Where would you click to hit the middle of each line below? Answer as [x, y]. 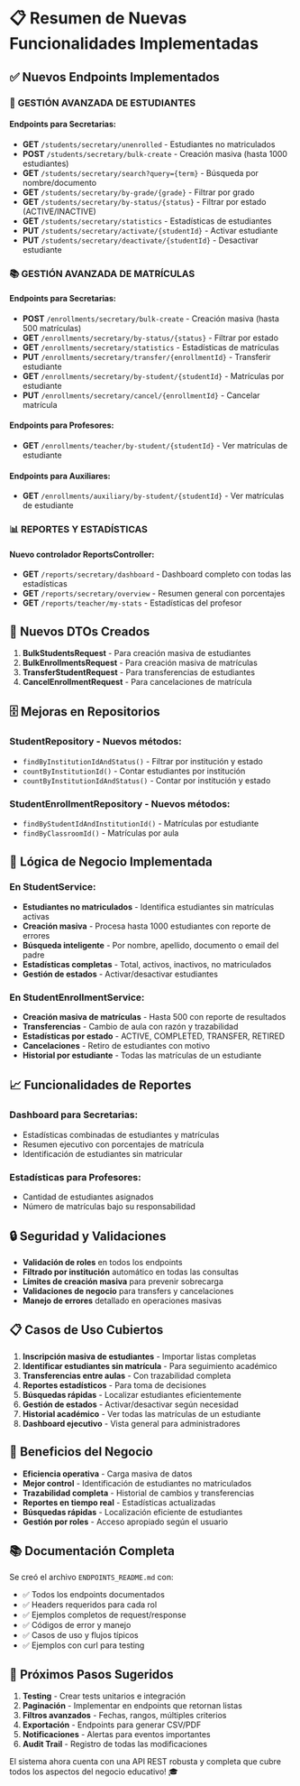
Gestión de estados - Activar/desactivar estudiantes [120, 974]
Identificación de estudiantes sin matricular [102, 1153]
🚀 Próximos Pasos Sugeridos [91, 1675]
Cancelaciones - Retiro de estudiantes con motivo [116, 1046]
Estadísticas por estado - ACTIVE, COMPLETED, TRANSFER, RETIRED [154, 1036]
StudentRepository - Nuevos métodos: [95, 742]
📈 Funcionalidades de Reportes [100, 1085]
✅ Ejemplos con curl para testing [83, 1645]
